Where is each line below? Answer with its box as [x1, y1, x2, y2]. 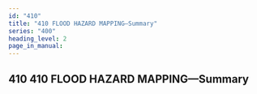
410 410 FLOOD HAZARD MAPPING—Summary [8, 72, 250, 86]
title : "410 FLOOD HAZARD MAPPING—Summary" [8, 19, 158, 28]
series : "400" [8, 27, 57, 35]
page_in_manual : [8, 42, 63, 50]
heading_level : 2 [8, 34, 67, 43]
